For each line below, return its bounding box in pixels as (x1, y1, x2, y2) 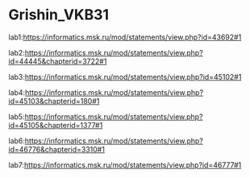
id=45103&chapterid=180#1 (8, 96, 100, 106)
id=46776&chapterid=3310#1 (8, 144, 105, 154)
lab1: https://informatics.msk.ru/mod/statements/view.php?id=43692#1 (8, 32, 242, 42)
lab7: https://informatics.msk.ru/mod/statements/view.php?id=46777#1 (8, 159, 242, 170)
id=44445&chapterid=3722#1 (8, 56, 107, 66)
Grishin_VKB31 (8, 6, 110, 24)
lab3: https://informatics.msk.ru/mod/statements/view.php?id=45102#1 (8, 72, 242, 81)
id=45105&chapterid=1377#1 (8, 120, 103, 130)
